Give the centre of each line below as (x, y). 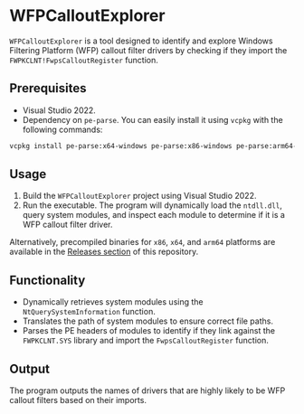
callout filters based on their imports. (78, 400)
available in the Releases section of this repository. (104, 252)
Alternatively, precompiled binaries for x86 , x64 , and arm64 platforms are (142, 242)
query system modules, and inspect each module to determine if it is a (153, 215)
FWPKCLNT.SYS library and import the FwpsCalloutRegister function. (146, 341)
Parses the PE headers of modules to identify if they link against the (149, 331)
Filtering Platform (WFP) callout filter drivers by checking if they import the (148, 50)
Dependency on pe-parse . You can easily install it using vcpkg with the (152, 119)
